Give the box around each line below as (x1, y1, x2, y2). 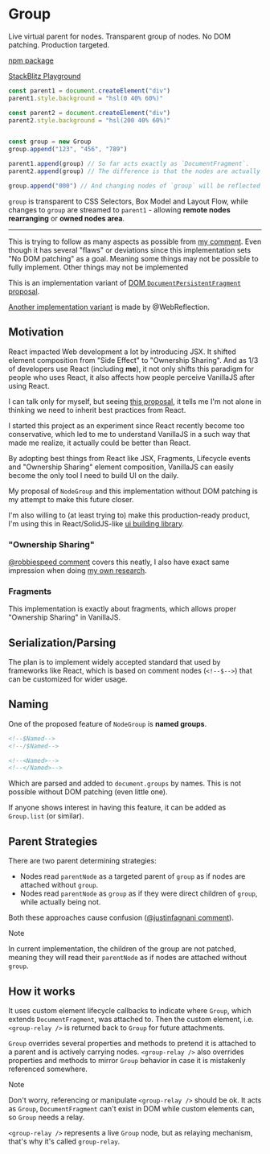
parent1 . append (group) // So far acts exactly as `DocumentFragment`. (8, 160, 250, 168)
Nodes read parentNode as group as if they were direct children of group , (19, 888, 258, 898)
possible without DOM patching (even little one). (8, 787, 169, 797)
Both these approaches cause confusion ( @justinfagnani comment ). (8, 913, 235, 922)
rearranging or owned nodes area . (8, 213, 125, 223)
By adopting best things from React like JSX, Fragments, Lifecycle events (8, 453, 251, 463)
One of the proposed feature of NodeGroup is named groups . (8, 719, 207, 728)
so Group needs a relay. (8, 1112, 85, 1122)
